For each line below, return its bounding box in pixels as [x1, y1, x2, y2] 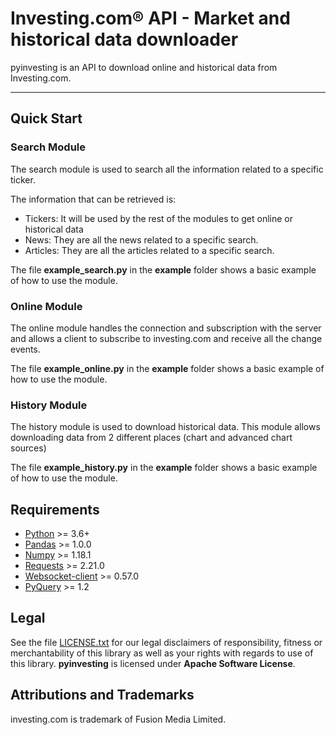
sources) [10, 442, 47, 454]
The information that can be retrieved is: [10, 193, 177, 205]
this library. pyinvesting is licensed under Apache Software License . [10, 657, 296, 669]
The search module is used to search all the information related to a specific [10, 163, 324, 175]
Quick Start [10, 110, 83, 127]
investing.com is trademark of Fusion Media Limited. [10, 713, 227, 725]
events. [10, 343, 41, 355]
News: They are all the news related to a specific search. [24, 233, 259, 246]
